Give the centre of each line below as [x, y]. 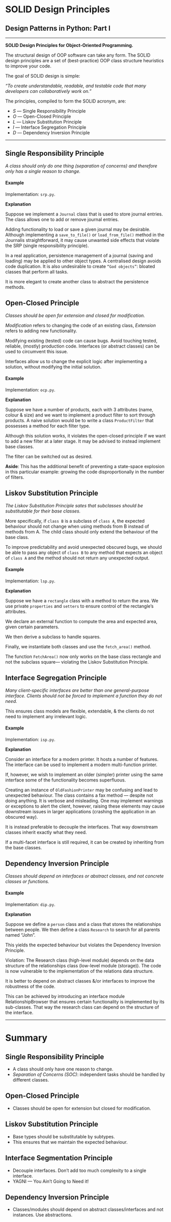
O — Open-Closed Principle [42, 116]
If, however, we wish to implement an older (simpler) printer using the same [84, 775]
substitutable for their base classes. [43, 511]
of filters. [15, 477]
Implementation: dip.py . [30, 905]
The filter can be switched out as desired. [49, 457]
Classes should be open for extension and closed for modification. [75, 315]
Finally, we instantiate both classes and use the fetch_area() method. [78, 647]
